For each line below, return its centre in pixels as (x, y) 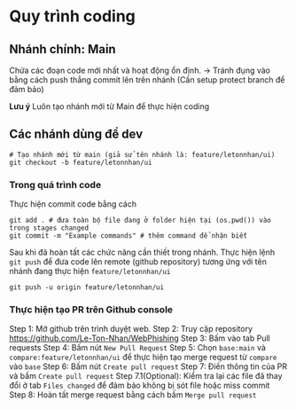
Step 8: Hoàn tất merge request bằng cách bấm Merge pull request (133, 395)
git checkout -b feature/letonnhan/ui (81, 162)
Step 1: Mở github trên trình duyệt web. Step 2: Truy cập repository (131, 329)
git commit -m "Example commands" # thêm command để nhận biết (129, 236)
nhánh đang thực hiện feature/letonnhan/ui (90, 271)
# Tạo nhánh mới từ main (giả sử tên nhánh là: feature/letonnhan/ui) (142, 154)
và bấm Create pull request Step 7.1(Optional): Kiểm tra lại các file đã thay (146, 376)
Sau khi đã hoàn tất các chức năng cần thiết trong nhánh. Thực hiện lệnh (142, 252)
